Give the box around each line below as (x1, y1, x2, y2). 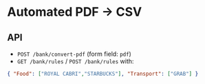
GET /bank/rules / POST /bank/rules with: (17, 57, 134, 65)
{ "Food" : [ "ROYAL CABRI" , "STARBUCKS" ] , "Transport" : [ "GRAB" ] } (7, 70, 199, 77)
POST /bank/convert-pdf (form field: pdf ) (17, 50, 132, 58)
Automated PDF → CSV (7, 4, 142, 20)
